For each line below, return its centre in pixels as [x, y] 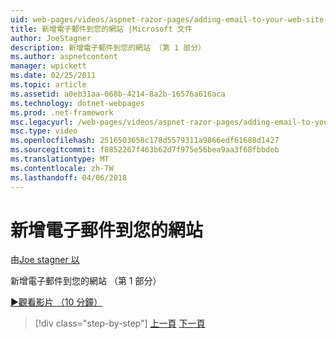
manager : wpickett [48, 66]
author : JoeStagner [51, 38]
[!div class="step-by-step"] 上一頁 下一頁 [120, 323]
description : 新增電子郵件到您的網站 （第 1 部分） [108, 47]
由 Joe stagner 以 [45, 260]
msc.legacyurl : [42, 122]
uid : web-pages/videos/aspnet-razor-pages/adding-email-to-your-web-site [167, 19]
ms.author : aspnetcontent [64, 57]
